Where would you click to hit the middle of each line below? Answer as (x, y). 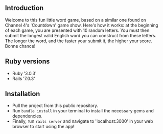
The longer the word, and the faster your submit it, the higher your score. (79, 41)
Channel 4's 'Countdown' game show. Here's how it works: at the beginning (82, 25)
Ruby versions (27, 62)
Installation (23, 94)
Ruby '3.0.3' (24, 73)
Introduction (24, 8)
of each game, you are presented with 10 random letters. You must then (77, 30)
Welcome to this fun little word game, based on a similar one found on (76, 20)
